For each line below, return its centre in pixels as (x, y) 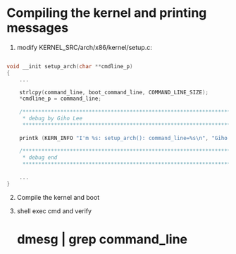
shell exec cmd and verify (54, 211)
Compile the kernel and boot (58, 197)
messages (37, 28)
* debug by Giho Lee (52, 119)
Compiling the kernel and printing (107, 13)
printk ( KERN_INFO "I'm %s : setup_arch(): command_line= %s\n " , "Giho (124, 138)
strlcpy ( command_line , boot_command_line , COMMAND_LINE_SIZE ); (114, 92)
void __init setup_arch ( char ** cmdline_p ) (70, 66)
